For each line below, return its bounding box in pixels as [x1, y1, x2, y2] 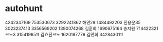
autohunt [5, 3, 43, 14]
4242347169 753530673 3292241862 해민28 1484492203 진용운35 [5, 19, 141, 25]
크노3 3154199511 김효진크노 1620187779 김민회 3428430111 [5, 31, 124, 37]
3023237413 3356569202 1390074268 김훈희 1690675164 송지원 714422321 [5, 25, 159, 31]
